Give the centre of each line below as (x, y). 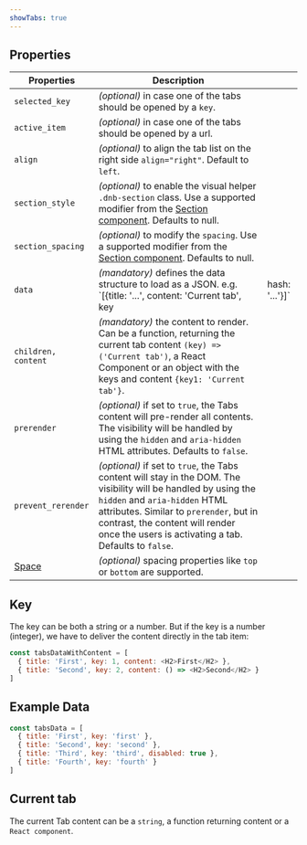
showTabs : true (38, 18)
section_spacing (49, 247)
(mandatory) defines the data (162, 273)
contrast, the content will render (167, 523)
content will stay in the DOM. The (169, 478)
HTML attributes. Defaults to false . (173, 451)
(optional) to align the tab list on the (175, 149)
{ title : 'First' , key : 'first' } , (85, 736)
